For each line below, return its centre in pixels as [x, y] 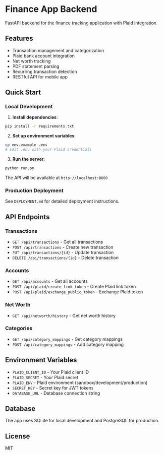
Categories [19, 328]
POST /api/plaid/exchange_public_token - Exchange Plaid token [78, 292]
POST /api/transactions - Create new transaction [63, 247]
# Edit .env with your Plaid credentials [49, 150]
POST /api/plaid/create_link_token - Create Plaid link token [74, 287]
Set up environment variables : [44, 136]
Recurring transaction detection [45, 71]
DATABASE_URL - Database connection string [56, 393]
